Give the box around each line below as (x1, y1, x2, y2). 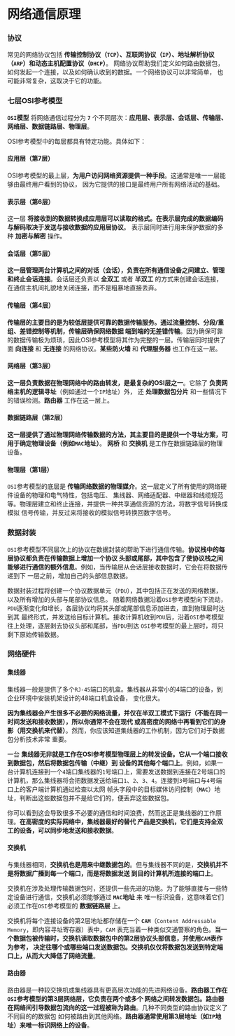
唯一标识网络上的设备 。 (25, 1021, 93, 1030)
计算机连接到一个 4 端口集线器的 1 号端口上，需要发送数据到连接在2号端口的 (13, 767, 226, 776)
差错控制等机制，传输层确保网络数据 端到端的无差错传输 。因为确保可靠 (19, 327, 224, 335)
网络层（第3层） (7, 362, 55, 370)
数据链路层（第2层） (7, 413, 66, 422)
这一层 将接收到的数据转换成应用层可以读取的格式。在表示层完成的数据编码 (7, 215, 224, 223)
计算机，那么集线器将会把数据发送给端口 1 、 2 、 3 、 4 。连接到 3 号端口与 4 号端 (7, 776, 222, 784)
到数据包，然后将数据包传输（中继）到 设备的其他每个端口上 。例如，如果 (7, 758, 218, 767)
